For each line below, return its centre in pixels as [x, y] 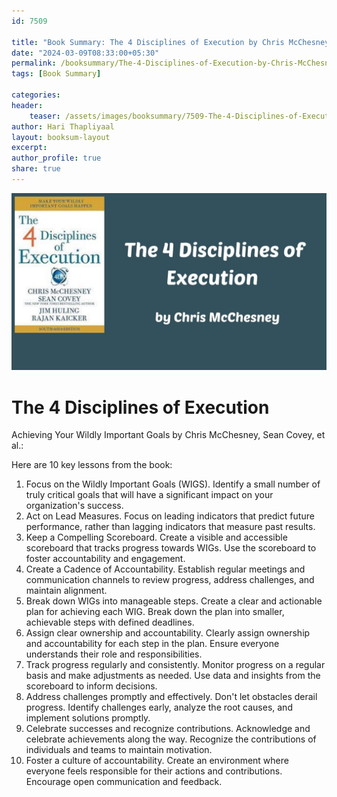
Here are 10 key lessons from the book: [92, 465]
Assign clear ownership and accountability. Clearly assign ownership [168, 633]
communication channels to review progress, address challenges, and [170, 580]
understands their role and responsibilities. [114, 654]
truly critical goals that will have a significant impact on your [149, 495]
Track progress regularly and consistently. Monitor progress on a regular [175, 665]
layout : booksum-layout [61, 137]
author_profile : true [56, 158]
